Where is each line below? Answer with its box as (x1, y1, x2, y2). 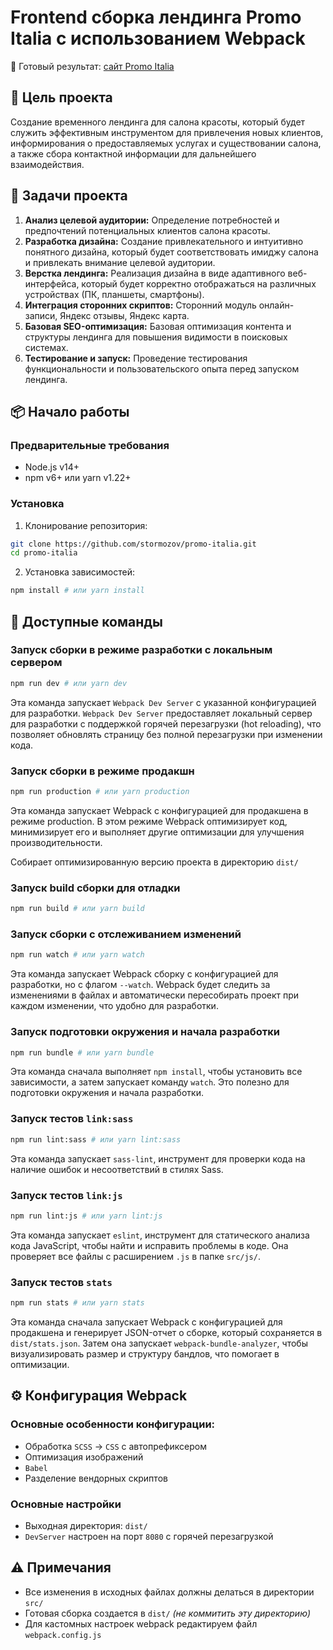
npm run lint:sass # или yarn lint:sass (10, 1134, 182, 1145)
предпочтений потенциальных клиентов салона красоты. (24, 224, 271, 236)
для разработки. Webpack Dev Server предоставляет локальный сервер (10, 707, 313, 719)
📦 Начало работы (10, 403, 130, 420)
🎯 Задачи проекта (10, 187, 128, 205)
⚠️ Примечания (10, 1559, 112, 1576)
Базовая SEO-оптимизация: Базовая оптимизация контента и (24, 320, 292, 332)
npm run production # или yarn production (10, 787, 190, 797)
